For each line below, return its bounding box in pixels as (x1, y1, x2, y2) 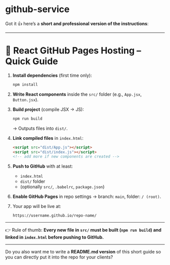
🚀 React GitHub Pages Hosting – (5, 45, 142, 57)
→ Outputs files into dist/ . (12, 125, 68, 131)
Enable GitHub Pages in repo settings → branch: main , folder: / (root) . (12, 193, 161, 200)
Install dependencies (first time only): (12, 72, 92, 78)
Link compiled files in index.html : (12, 135, 83, 141)
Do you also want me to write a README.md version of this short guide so (5, 249, 161, 255)
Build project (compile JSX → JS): (12, 106, 84, 112)
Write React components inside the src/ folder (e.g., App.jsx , (12, 91, 142, 97)
